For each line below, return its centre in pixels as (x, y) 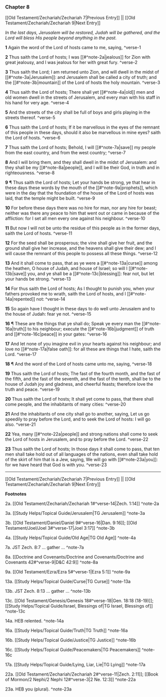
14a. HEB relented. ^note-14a (35, 621)
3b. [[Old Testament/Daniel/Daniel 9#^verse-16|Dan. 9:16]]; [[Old (71, 523)
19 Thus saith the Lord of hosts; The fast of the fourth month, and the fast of (83, 374)
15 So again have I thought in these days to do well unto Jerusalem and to (80, 309)
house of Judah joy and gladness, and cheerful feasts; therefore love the (79, 384)
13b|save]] (16, 274)
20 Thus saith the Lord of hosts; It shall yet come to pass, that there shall (80, 399)
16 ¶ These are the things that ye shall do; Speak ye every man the (73, 324)
